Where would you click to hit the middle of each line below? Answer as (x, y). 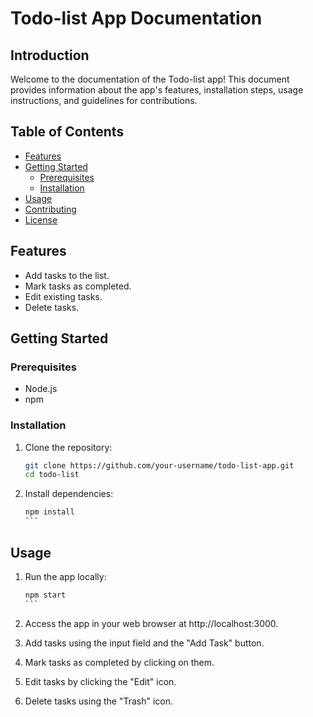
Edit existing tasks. (63, 296)
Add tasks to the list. (67, 275)
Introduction (50, 55)
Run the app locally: (65, 576)
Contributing (50, 209)
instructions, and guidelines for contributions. (104, 100)
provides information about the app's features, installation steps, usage (157, 90)
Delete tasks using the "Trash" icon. (98, 701)
